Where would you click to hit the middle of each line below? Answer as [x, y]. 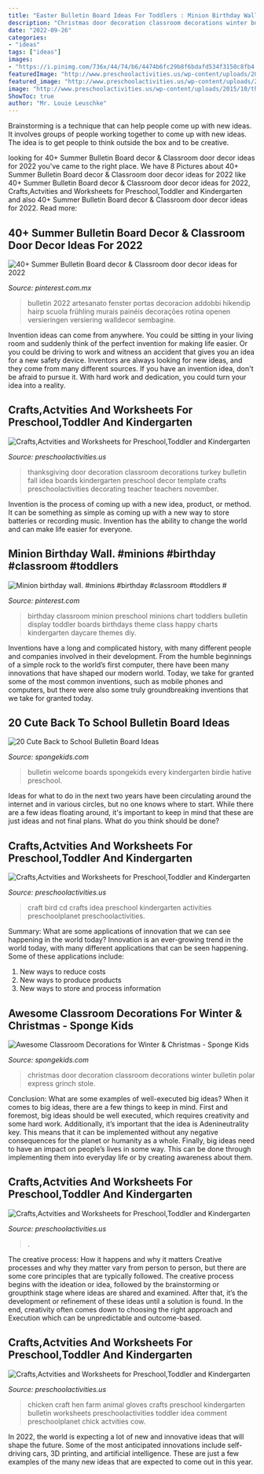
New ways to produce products [70, 980]
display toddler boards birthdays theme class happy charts [123, 624]
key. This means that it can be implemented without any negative [113, 1132]
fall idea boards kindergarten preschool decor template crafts [126, 480]
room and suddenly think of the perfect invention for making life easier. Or [128, 343]
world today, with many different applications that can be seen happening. [128, 948]
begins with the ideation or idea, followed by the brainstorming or [114, 1284]
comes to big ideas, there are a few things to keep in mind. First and [118, 1107]
